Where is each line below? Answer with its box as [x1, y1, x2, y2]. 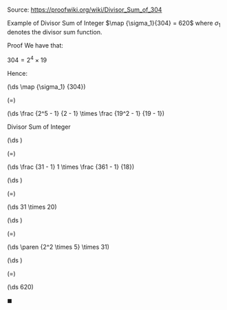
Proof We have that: [7, 41, 64, 50]
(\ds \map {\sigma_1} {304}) [7, 82, 86, 91]
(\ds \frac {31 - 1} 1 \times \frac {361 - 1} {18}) [7, 163, 135, 171]
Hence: [7, 69, 28, 77]
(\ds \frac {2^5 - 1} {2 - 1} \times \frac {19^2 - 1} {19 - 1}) [7, 109, 165, 117]
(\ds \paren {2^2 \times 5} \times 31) [7, 242, 110, 251]
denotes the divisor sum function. [7, 28, 102, 36]
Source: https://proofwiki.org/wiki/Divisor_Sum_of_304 [7, 6, 162, 14]
